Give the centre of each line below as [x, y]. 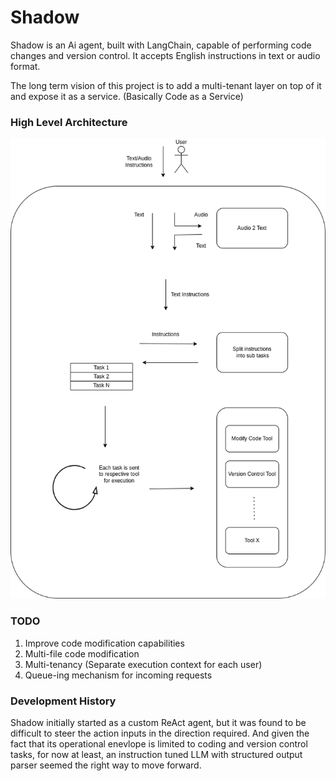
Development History [63, 701]
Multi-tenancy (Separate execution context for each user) [143, 664]
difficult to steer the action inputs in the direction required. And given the [160, 733]
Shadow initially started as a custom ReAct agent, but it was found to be [158, 723]
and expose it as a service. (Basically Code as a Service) [127, 96]
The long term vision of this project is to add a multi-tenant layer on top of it [166, 85]
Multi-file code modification [82, 653]
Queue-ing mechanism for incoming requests [118, 675]
